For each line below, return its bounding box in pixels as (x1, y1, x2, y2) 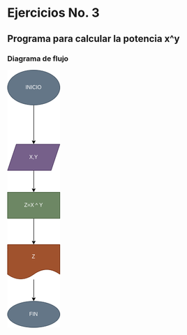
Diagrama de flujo (7, 54, 68, 64)
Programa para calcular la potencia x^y (7, 33, 180, 45)
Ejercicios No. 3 (7, 5, 100, 21)
